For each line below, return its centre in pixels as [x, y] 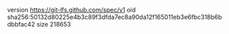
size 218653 [54, 24]
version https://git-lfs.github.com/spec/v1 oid [72, 10]
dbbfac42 [21, 24]
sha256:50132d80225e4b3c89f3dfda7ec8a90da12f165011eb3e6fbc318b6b [115, 17]
